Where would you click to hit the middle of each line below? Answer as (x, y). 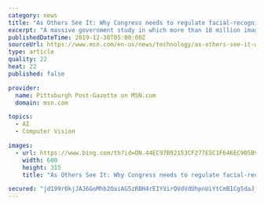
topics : (21, 117)
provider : (24, 88)
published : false (37, 74)
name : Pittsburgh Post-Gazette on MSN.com (86, 95)
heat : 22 (22, 67)
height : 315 (42, 167)
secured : (22, 189)
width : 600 (40, 160)
